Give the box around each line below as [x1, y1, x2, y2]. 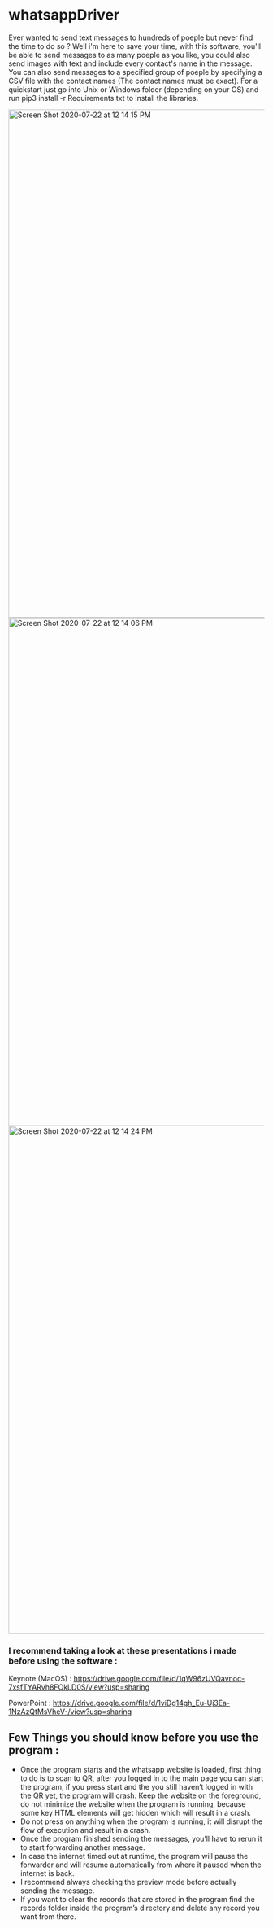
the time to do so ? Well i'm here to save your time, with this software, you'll [8, 41, 262, 50]
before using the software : [8, 1655, 118, 1666]
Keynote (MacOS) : [8, 1674, 72, 1684]
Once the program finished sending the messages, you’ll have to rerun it [19, 1834, 262, 1844]
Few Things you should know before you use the [8, 1730, 259, 1744]
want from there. [19, 1912, 76, 1921]
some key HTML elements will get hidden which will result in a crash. [19, 1808, 252, 1818]
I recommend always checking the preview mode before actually [19, 1878, 237, 1887]
